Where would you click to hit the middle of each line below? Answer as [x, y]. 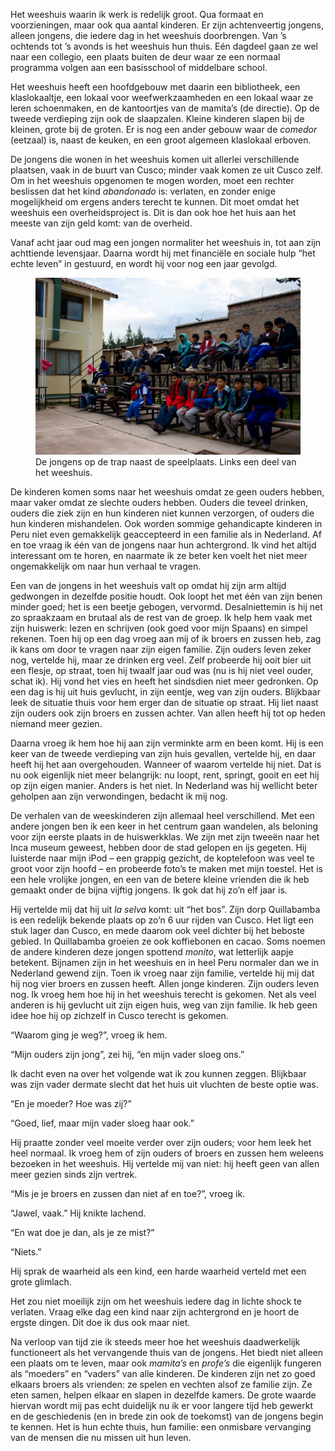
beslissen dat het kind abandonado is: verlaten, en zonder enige [143, 191]
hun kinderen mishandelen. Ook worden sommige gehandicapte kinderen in [166, 523]
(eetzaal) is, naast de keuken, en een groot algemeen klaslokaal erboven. [161, 140]
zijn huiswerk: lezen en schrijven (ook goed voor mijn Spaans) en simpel [159, 628]
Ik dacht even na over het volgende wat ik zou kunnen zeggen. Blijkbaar [158, 1073]
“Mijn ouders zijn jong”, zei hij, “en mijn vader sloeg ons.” [127, 1054]
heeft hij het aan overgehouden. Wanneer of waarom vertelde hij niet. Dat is [166, 764]
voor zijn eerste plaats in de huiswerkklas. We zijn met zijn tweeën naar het [165, 836]
